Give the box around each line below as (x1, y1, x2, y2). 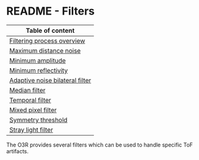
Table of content (26, 26, 75, 35)
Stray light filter (9, 125, 54, 134)
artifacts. (6, 147, 29, 155)
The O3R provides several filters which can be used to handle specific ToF (6, 141, 194, 148)
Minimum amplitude (9, 56, 66, 64)
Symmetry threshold (9, 116, 68, 124)
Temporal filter (9, 96, 52, 104)
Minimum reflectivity (9, 66, 68, 74)
